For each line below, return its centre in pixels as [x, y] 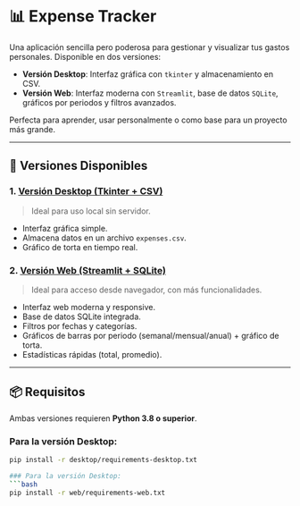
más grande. [33, 129]
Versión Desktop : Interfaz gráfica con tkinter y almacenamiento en [148, 74]
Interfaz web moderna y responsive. [89, 307]
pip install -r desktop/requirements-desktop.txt [104, 460]
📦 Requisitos [47, 392]
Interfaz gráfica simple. [65, 228]
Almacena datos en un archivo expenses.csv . [104, 238]
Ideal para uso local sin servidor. [91, 211]
